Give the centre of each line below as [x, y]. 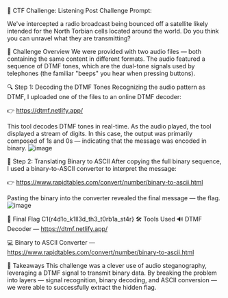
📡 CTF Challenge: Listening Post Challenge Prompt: [79, 11]
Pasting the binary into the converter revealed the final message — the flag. [114, 198]
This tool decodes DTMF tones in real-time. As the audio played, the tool [109, 126]
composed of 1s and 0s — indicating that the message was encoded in [107, 141]
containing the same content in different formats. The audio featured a [106, 59]
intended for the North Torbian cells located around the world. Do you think [113, 31]
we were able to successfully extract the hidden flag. [82, 287]
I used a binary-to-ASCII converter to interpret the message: [92, 168]
